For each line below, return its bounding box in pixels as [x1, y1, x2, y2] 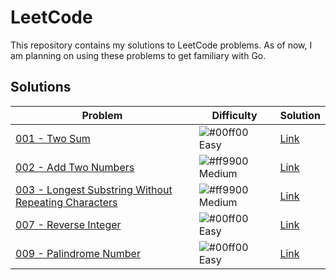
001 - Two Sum [15, 131, 91, 145]
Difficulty [211, 108, 258, 122]
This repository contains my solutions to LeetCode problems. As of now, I [10, 39, 313, 51]
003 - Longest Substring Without [15, 182, 173, 196]
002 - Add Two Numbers [15, 160, 135, 174]
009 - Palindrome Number [15, 246, 141, 260]
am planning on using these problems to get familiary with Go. [10, 49, 267, 61]
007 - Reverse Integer [15, 217, 122, 231]
